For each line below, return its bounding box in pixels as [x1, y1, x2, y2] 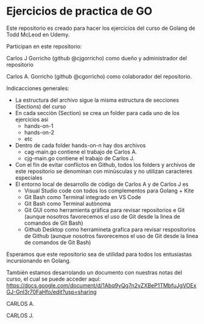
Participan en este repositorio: [6, 43, 82, 50]
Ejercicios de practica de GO [6, 4, 152, 18]
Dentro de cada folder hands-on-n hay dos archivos [15, 141, 146, 149]
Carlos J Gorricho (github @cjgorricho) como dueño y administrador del [6, 54, 188, 62]
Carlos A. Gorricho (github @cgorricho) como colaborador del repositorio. [6, 72, 192, 80]
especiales [15, 174, 43, 181]
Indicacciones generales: [6, 84, 69, 92]
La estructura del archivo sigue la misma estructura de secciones [15, 96, 180, 104]
